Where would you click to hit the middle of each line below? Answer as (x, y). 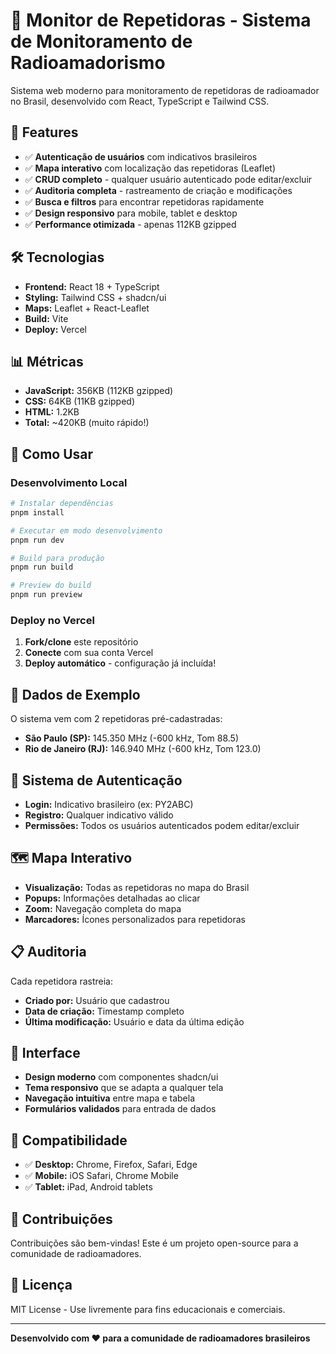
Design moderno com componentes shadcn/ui (121, 1077)
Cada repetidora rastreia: (61, 981)
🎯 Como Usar (52, 454)
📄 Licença (41, 1285)
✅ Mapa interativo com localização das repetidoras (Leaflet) (150, 168)
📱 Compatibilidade (69, 1140)
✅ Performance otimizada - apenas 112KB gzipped (130, 224)
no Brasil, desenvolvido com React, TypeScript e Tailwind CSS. (140, 101)
